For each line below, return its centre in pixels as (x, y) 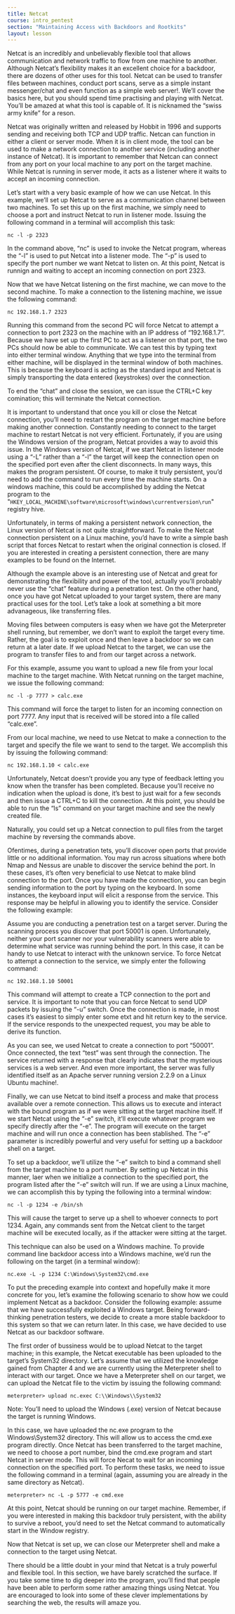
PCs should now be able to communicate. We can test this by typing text (112, 348)
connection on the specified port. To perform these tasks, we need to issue (116, 1467)
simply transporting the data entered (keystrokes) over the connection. (109, 377)
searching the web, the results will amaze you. (74, 1603)
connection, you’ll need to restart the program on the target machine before (117, 419)
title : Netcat (28, 14)
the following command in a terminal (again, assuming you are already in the (117, 1475)
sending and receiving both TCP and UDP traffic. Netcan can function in (111, 134)
